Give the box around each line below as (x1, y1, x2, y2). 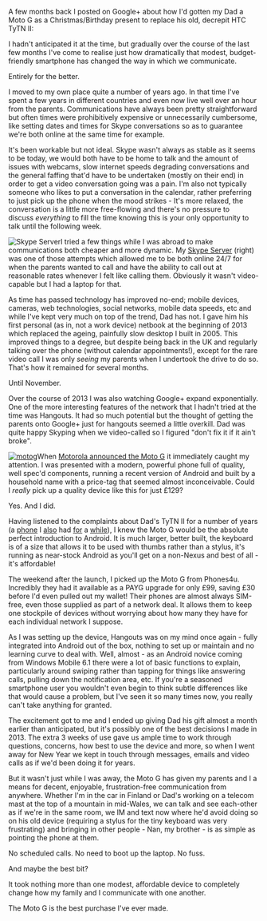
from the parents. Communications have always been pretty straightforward (8, 104, 257, 113)
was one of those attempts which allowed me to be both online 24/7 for (8, 254, 243, 263)
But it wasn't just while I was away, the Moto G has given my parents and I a (8, 774, 257, 783)
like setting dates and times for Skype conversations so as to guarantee (8, 121, 243, 130)
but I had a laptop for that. (36, 280, 122, 288)
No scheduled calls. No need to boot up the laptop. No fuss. (8, 848, 206, 858)
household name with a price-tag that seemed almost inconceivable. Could (8, 477, 255, 486)
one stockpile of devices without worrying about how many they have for (8, 609, 249, 617)
